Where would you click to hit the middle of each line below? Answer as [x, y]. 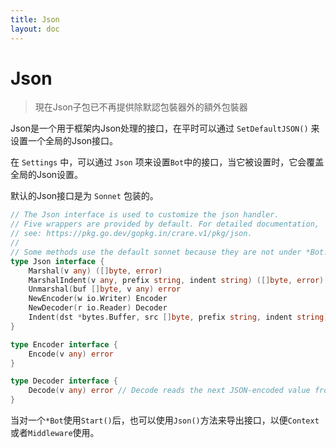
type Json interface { [57, 261]
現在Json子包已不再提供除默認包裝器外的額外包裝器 [141, 107]
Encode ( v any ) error [71, 354]
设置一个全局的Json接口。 [64, 141]
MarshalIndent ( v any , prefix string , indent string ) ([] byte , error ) [176, 280]
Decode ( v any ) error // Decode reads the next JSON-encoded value [169, 391]
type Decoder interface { [64, 381]
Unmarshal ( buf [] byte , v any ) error [105, 289]
